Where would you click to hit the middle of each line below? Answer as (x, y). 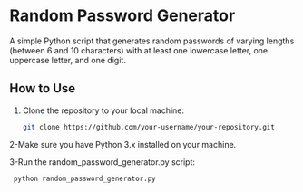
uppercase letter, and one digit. (68, 60)
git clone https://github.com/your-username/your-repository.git (148, 127)
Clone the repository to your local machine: (103, 110)
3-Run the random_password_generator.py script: (103, 162)
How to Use (43, 88)
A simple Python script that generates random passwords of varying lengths (152, 41)
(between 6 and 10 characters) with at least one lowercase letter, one (139, 50)
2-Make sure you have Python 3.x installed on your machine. (123, 144)
